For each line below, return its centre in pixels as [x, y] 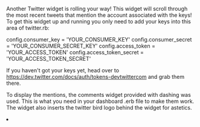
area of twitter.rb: [28, 28]
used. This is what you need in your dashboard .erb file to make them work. [100, 101]
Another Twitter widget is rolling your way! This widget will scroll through [97, 9]
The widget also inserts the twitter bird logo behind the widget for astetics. [99, 107]
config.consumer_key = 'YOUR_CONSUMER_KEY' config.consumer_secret [99, 39]
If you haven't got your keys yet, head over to [63, 70]
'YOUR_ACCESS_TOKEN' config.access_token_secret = [75, 52]
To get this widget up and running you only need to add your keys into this [99, 21]
